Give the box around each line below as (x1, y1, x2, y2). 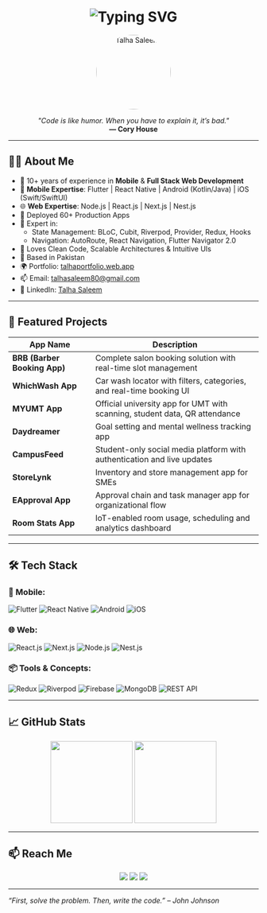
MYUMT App (12, 402, 63, 414)
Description (152, 339, 198, 350)
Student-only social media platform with (95, 444, 246, 455)
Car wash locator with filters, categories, (95, 375, 246, 386)
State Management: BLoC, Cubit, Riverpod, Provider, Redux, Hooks (31, 227, 252, 236)
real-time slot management (95, 362, 198, 373)
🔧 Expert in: (19, 219, 58, 228)
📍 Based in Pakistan (19, 252, 85, 262)
